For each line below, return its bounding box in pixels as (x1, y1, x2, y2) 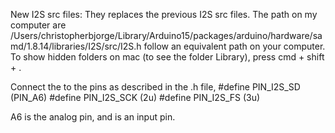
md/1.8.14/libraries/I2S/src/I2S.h (10, 40, 142, 52)
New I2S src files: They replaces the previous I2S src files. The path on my (10, 9, 318, 20)
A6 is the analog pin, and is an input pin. (10, 111, 176, 123)
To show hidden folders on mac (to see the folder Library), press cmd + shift (10, 51, 325, 63)
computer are (10, 19, 67, 31)
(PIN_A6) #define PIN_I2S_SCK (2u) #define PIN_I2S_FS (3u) (10, 92, 261, 103)
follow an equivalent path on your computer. (143, 40, 326, 52)
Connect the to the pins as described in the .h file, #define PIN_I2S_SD (10, 81, 301, 93)
